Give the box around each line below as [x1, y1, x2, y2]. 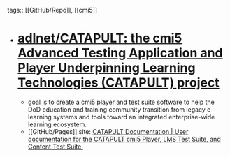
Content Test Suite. [27, 142, 84, 151]
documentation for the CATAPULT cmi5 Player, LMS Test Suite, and [27, 135, 222, 143]
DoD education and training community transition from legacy [27, 105, 206, 114]
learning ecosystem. [27, 120, 87, 128]
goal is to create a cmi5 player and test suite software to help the [27, 98, 215, 106]
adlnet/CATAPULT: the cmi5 [17, 31, 182, 46]
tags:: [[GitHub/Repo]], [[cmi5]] [7, 6, 98, 14]
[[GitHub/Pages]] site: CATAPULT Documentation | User [27, 127, 189, 135]
